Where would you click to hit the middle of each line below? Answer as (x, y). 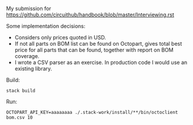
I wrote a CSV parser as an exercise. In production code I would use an (101, 62)
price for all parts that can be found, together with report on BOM (94, 50)
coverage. (27, 56)
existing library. (33, 69)
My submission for (29, 9)
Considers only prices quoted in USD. (60, 37)
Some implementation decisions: (46, 26)
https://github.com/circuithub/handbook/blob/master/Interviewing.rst (90, 15)
